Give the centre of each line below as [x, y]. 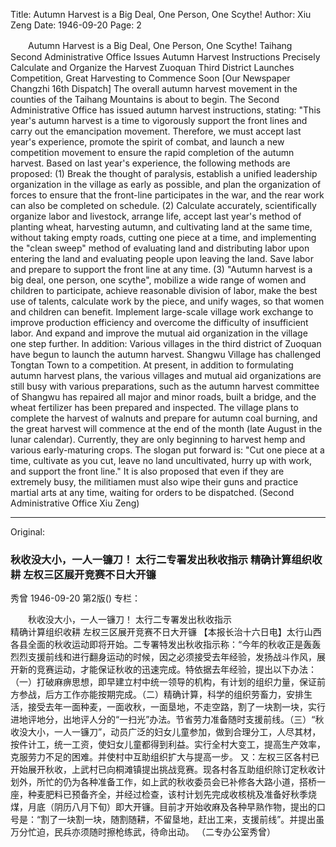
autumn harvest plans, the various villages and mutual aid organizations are [166, 375]
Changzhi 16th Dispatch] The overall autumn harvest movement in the [154, 88]
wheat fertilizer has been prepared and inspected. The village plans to [154, 407]
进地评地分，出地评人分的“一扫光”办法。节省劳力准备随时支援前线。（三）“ [163, 720]
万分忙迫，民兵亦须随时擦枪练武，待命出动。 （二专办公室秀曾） [143, 832]
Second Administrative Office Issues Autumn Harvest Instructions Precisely [165, 57]
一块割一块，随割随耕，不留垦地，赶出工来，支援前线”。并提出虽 [191, 820]
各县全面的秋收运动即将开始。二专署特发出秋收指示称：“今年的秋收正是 [157, 645]
